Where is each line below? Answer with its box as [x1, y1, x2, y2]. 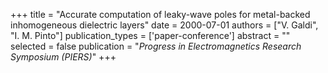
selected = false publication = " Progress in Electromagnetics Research [10, 40, 302, 52]
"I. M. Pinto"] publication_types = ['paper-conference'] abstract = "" [10, 30, 291, 41]
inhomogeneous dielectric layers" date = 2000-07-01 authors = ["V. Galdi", [10, 19, 319, 31]
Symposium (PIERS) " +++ [10, 51, 117, 63]
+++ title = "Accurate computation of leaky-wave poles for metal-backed [10, 9, 311, 20]
